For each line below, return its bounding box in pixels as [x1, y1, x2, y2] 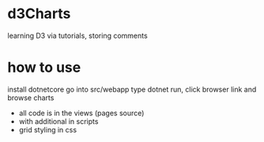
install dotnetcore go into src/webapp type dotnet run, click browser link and [7, 84, 257, 94]
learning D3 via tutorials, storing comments [7, 31, 148, 40]
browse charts [7, 92, 55, 103]
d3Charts [7, 5, 71, 23]
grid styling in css [18, 125, 77, 134]
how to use [7, 58, 81, 77]
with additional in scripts [18, 116, 99, 126]
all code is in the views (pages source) [18, 108, 145, 118]
